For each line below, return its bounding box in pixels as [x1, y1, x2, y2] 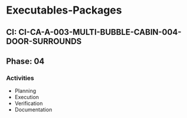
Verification [14, 100, 43, 107]
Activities [6, 74, 34, 82]
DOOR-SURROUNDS [6, 36, 82, 46]
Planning [14, 87, 37, 94]
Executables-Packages [6, 4, 122, 17]
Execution [14, 94, 40, 101]
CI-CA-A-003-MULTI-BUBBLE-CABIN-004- [18, 27, 182, 37]
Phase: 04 [6, 56, 45, 66]
